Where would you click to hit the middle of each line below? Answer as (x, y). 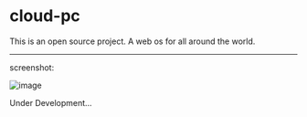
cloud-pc (45, 16)
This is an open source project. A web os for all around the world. (132, 41)
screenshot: (32, 67)
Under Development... (51, 102)
